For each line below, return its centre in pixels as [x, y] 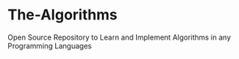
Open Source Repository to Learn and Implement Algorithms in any [119, 37]
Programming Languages [50, 45]
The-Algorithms [63, 15]
